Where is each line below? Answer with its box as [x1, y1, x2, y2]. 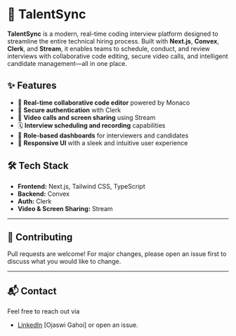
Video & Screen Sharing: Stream [17, 204, 114, 213]
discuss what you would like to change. [7, 257, 122, 266]
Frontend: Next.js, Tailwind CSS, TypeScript [17, 182, 145, 190]
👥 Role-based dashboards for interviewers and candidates [17, 131, 189, 140]
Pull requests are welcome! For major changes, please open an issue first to [7, 250, 227, 258]
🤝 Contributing [7, 231, 73, 243]
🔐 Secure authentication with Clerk [17, 105, 122, 114]
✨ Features [7, 80, 57, 92]
